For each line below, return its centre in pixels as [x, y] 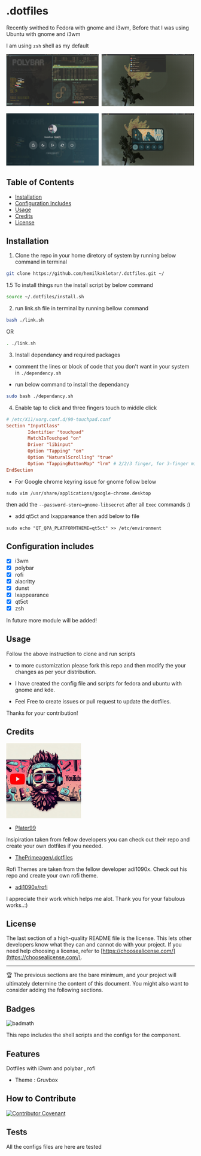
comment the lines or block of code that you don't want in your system [102, 366]
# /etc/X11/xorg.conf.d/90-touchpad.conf [59, 419]
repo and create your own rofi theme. [52, 875]
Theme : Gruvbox [36, 1080]
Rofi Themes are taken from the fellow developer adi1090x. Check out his [97, 869]
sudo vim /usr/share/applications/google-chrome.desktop [79, 493]
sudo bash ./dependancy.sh [40, 396]
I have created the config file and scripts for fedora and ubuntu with [98, 683]
